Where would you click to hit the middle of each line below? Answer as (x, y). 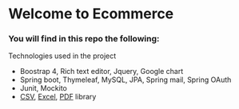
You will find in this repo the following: (84, 39)
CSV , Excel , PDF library (58, 97)
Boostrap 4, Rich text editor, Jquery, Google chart (102, 72)
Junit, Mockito (44, 88)
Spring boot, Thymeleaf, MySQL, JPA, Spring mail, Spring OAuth (125, 80)
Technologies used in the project (62, 56)
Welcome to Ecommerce (91, 14)
